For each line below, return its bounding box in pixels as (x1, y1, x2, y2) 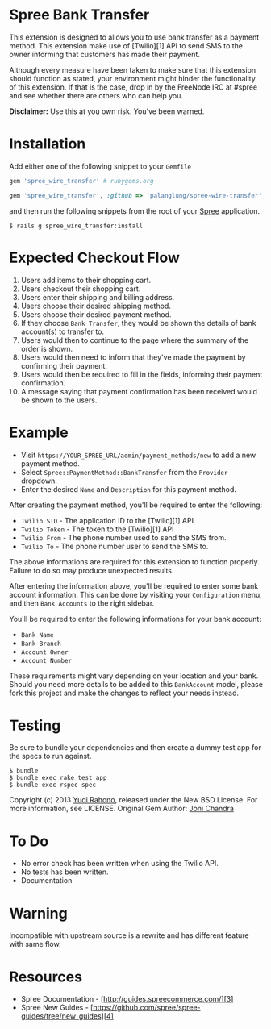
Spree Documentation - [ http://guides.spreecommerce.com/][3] (20, 994, 234, 1004)
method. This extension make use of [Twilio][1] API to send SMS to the (9, 40, 243, 50)
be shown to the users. (20, 395, 98, 405)
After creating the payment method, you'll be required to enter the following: (9, 500, 263, 510)
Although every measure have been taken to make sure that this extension (9, 65, 256, 74)
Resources (9, 968, 83, 985)
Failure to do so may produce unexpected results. (9, 565, 174, 575)
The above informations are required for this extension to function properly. (9, 556, 261, 566)
